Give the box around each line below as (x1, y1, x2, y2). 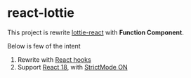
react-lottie (7, 5, 75, 21)
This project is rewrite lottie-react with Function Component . (7, 28, 184, 37)
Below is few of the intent (7, 41, 81, 50)
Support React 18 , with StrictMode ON (17, 63, 128, 71)
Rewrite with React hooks (17, 55, 91, 64)
